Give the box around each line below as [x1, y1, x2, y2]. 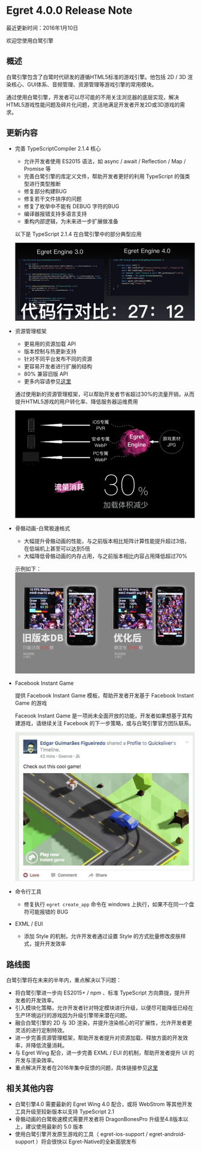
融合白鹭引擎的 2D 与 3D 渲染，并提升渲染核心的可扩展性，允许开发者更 [14, 1019, 193, 1026]
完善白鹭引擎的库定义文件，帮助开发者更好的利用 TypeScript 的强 [23, 172, 185, 180]
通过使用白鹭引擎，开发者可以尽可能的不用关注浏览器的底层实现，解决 [6, 94, 179, 101]
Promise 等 [23, 165, 51, 172]
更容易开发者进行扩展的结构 [23, 363, 93, 370]
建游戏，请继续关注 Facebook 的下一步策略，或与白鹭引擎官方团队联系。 [14, 720, 194, 727]
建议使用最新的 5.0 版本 [25, 1123, 84, 1130]
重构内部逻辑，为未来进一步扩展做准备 [23, 217, 118, 225]
